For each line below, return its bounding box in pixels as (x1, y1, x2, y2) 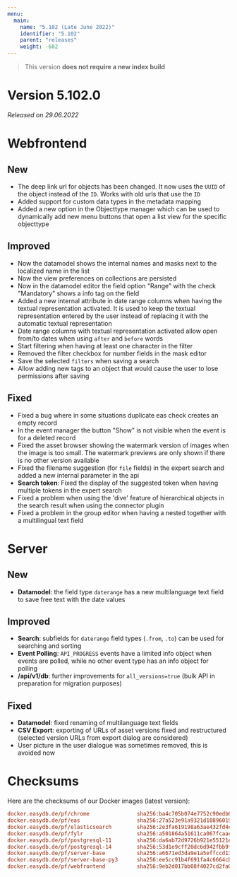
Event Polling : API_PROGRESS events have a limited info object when (17, 649, 212, 658)
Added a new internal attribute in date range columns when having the (17, 296, 222, 305)
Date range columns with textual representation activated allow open (17, 326, 218, 335)
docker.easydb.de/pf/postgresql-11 (7, 837, 112, 844)
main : (13, 17, 30, 24)
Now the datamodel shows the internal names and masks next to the (17, 259, 217, 267)
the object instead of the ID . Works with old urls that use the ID (17, 189, 201, 198)
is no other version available (17, 456, 100, 464)
